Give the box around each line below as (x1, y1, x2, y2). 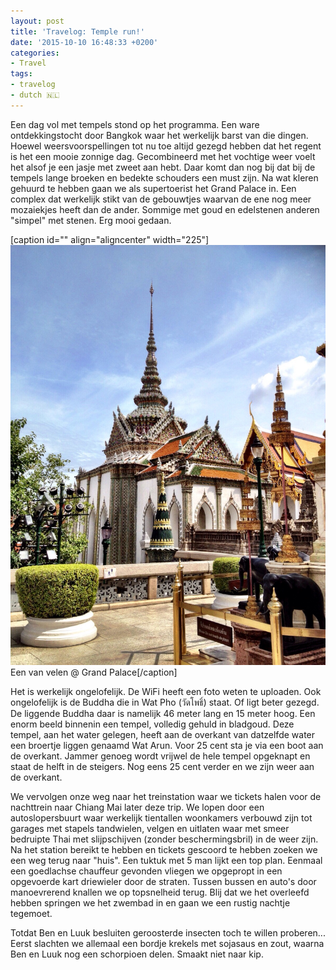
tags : (10, 69, 33, 79)
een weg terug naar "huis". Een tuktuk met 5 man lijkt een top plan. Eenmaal (10, 854, 323, 866)
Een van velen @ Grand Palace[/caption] (10, 666, 178, 678)
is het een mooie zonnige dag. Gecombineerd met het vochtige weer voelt (10, 150, 316, 162)
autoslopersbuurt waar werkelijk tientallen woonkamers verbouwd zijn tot (10, 811, 313, 824)
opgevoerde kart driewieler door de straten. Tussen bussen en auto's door (10, 875, 317, 887)
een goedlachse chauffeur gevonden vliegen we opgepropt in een (10, 865, 283, 877)
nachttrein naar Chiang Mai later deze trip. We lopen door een (10, 801, 265, 813)
